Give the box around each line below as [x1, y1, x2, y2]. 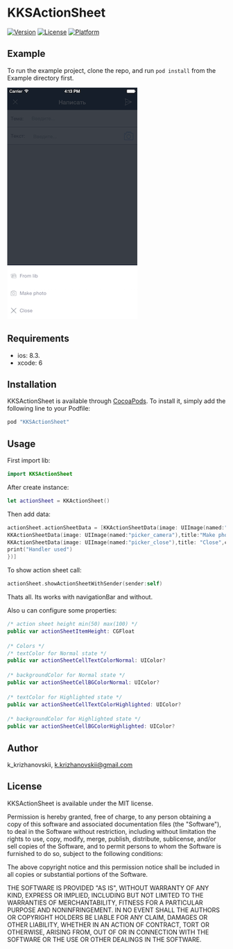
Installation [7, 378, 57, 390]
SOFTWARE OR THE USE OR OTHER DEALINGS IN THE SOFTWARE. [7, 935, 202, 943]
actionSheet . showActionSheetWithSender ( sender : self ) [7, 581, 163, 588]
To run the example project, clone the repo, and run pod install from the [7, 66, 216, 74]
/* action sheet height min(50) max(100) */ [7, 621, 138, 628]
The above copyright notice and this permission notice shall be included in [7, 862, 220, 871]
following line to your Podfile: [7, 404, 91, 413]
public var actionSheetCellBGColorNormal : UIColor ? [7, 679, 159, 686]
